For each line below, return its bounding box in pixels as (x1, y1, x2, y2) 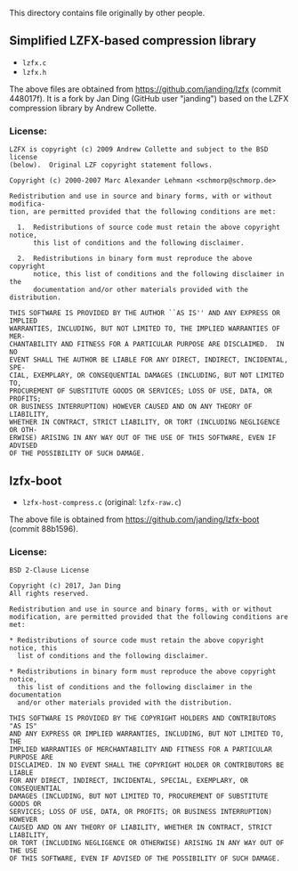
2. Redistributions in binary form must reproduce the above (17, 254, 253, 264)
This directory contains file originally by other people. (9, 8, 205, 18)
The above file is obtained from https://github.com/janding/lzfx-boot (9, 514, 260, 525)
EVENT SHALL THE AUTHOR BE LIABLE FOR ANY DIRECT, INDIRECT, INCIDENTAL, (9, 355, 289, 364)
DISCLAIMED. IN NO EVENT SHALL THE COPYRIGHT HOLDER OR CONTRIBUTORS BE (9, 761, 285, 769)
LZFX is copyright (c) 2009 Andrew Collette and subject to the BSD (9, 145, 269, 154)
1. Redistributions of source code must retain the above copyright (17, 223, 280, 232)
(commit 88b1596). (9, 523, 78, 533)
